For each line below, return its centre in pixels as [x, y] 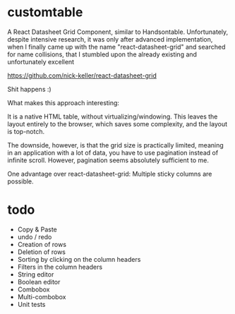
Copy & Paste [37, 229]
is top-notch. [26, 131]
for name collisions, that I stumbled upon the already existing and [102, 54]
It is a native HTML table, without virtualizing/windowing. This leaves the [113, 116]
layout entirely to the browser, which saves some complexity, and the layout [117, 123]
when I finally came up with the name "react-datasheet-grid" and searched [116, 47]
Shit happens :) [29, 89]
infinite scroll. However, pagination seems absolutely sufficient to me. [108, 160]
